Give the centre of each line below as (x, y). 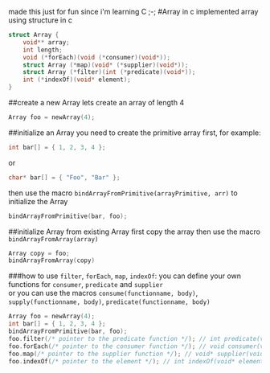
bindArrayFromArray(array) (53, 239)
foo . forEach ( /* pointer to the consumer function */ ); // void (117, 346)
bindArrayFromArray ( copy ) (51, 260)
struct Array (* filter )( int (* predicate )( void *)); (109, 72)
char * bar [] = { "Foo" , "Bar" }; (64, 177)
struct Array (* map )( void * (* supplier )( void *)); (106, 65)
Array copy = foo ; (39, 253)
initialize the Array (38, 201)
